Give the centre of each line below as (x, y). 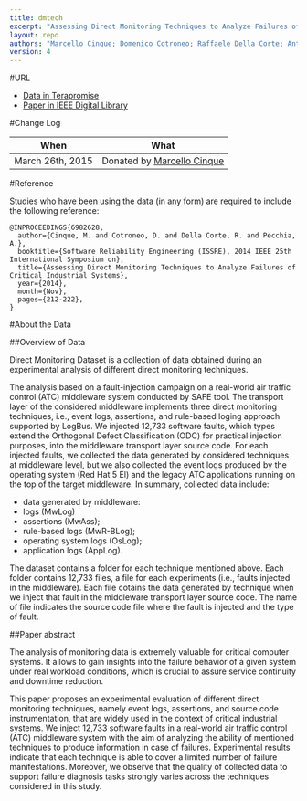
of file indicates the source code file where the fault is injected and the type (152, 607)
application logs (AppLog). (73, 551)
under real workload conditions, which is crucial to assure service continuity (153, 671)
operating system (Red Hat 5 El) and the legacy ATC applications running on (153, 475)
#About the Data (40, 324)
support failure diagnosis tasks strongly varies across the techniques (139, 776)
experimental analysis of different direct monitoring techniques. (129, 370)
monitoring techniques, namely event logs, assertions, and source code (144, 709)
